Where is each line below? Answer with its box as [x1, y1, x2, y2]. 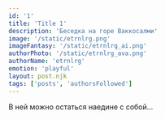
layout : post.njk [8, 72, 67, 80]
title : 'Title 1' [8, 19, 67, 28]
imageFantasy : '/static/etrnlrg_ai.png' [8, 42, 148, 50]
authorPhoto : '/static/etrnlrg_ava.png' [8, 49, 148, 57]
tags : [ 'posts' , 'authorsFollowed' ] [8, 79, 132, 87]
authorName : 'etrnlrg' [8, 57, 85, 66]
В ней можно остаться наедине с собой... [8, 102, 154, 112]
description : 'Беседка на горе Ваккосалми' [8, 27, 158, 35]
